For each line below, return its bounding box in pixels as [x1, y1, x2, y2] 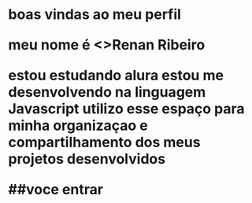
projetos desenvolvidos [8, 150, 166, 168]
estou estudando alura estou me [8, 67, 224, 84]
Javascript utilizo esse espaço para [8, 100, 246, 118]
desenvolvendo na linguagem [8, 83, 206, 101]
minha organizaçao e [8, 116, 148, 135]
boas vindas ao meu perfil [8, 6, 181, 24]
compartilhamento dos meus [8, 134, 201, 151]
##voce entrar [8, 181, 104, 198]
